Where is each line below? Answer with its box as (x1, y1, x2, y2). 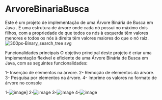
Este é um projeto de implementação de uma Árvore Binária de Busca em (5, 20, 153, 25)
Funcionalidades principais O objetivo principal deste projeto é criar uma (5, 50, 152, 56)
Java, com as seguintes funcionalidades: (5, 60, 88, 66)
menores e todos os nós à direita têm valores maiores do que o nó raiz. (5, 35, 149, 41)
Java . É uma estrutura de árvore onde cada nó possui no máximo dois (5, 24, 148, 30)
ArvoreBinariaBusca (5, 3, 89, 15)
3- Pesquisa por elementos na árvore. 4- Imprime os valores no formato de (5, 75, 157, 80)
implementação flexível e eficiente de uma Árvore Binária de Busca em (5, 55, 148, 60)
